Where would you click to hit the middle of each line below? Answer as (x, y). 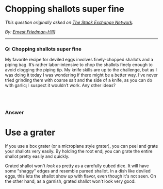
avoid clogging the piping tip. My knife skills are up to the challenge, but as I (81, 70)
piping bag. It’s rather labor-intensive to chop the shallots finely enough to (79, 65)
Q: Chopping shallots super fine (43, 49)
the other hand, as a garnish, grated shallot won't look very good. (70, 181)
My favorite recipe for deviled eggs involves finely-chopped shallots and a (79, 60)
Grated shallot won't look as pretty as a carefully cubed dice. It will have (77, 166)
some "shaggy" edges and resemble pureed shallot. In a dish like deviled (78, 171)
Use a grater (30, 133)
